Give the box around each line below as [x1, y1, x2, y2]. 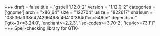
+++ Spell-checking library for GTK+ [4, 25, 80, 31]
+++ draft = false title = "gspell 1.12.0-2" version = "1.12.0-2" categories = [4, 4, 156, 10]
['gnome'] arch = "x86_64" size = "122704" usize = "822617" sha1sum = [4, 9, 153, 15]
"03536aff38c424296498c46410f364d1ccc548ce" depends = [4, 15, 134, 20]
